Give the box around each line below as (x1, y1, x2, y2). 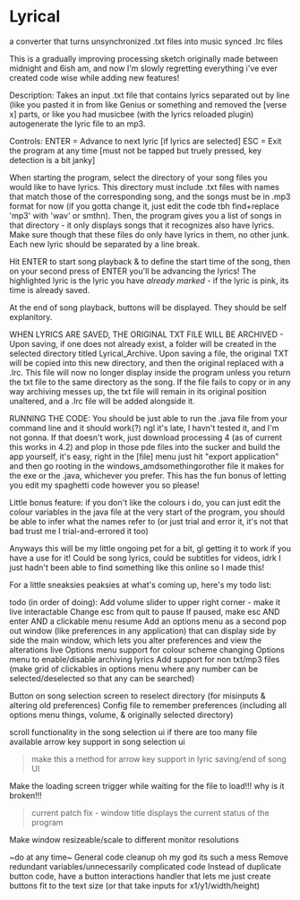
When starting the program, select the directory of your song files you (9, 172, 268, 183)
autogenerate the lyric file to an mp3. (9, 118, 146, 129)
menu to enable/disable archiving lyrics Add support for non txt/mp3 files (9, 653, 280, 664)
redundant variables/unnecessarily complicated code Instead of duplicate (9, 861, 282, 871)
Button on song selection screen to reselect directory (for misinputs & (9, 690, 266, 701)
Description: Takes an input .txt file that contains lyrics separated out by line (9, 90, 290, 100)
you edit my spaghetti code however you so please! (9, 480, 200, 490)
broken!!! (9, 790, 42, 800)
